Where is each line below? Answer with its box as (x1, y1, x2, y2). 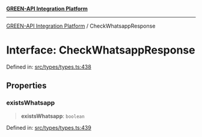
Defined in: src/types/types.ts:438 (6, 63, 91, 70)
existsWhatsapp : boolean (20, 112, 85, 120)
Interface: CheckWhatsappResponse (6, 43, 195, 57)
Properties (6, 81, 47, 91)
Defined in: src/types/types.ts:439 (6, 124, 91, 131)
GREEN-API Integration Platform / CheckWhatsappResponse (6, 22, 156, 29)
